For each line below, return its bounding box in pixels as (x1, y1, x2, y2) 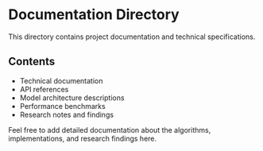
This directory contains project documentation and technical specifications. (8, 32, 256, 41)
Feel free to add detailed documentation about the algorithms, (8, 125, 211, 134)
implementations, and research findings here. (8, 134, 157, 143)
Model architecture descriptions (19, 93, 125, 103)
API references (19, 84, 69, 94)
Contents (8, 55, 56, 68)
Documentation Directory (8, 6, 180, 24)
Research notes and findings (19, 110, 114, 119)
